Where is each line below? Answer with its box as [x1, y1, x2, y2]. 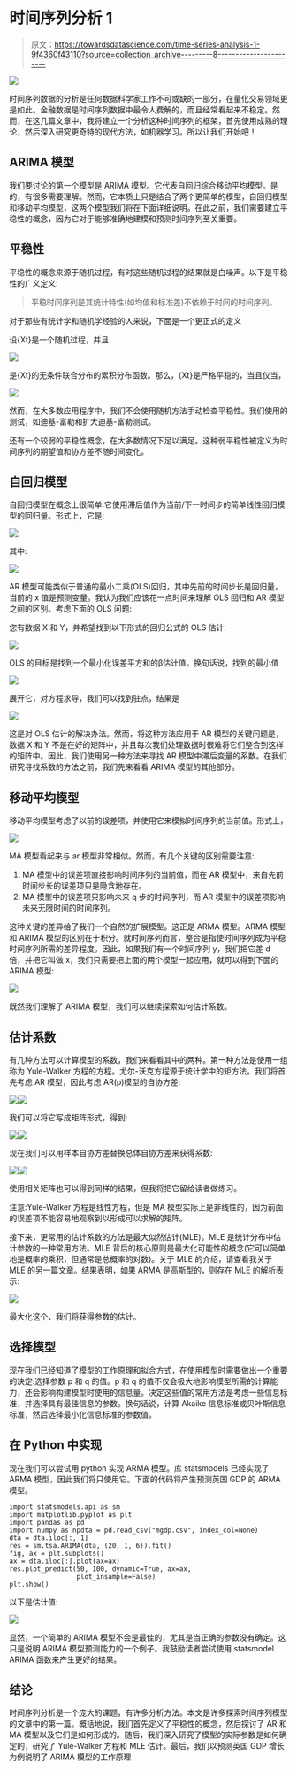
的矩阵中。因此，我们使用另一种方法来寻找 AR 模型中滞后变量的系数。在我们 [9, 750, 287, 761]
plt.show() [9, 1580, 49, 1589]
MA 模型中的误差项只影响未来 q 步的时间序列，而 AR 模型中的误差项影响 [21, 891, 286, 903]
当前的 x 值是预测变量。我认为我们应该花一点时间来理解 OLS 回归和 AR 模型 [9, 592, 285, 603]
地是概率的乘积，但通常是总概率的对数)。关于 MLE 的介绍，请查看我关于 [9, 1254, 272, 1264]
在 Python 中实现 [9, 1437, 103, 1452]
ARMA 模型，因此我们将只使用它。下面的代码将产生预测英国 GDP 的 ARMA [9, 1474, 281, 1484]
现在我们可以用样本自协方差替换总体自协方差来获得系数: [9, 1148, 214, 1158]
